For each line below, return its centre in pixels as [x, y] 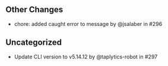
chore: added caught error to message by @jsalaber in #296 [88, 24]
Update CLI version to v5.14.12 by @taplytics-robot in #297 [86, 57]
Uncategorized [34, 43]
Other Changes [34, 10]
